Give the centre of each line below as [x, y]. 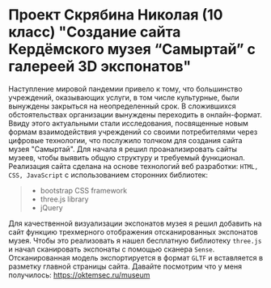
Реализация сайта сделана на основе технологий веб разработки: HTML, [133, 166]
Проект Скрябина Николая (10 [116, 15]
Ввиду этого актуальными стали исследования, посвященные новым [129, 123]
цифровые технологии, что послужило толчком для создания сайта [125, 140]
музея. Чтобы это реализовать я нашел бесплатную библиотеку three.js [135, 240]
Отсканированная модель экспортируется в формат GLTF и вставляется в [136, 257]
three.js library [64, 199]
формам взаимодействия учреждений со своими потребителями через [133, 132]
